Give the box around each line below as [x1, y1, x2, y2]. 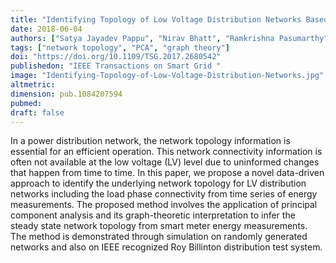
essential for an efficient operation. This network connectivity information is [10, 146, 323, 158]
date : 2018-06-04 [10, 24, 83, 34]
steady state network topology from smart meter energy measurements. [10, 220, 308, 232]
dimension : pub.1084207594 [10, 89, 123, 99]
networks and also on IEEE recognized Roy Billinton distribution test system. [10, 241, 323, 253]
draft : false [10, 107, 65, 118]
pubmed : [10, 98, 43, 108]
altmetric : [10, 80, 56, 90]
